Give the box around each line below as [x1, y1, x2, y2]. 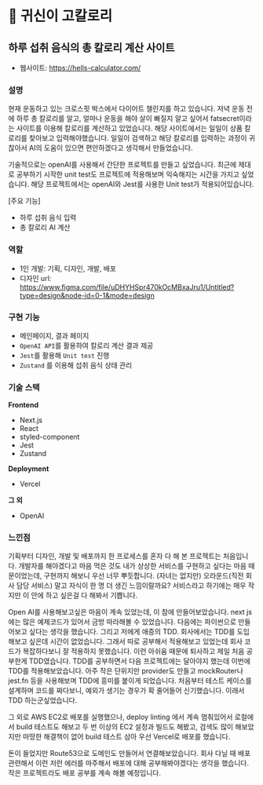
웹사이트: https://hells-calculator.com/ [19, 64, 141, 72]
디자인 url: [19, 273, 52, 283]
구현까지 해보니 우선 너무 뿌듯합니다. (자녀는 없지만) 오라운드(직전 [43, 571, 244, 581]
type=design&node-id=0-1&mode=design [19, 290, 155, 300]
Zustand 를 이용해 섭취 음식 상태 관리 [19, 360, 133, 370]
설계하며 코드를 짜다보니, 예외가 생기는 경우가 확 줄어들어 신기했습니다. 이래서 [8, 686, 245, 696]
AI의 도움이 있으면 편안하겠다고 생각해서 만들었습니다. [28, 143, 193, 153]
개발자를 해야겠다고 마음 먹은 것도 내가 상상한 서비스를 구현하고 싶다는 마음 [18, 561, 247, 571]
